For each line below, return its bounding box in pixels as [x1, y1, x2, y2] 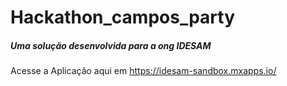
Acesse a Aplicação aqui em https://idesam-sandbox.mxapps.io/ [10, 65, 277, 77]
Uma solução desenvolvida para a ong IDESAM [10, 39, 212, 51]
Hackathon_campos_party [10, 6, 236, 29]
